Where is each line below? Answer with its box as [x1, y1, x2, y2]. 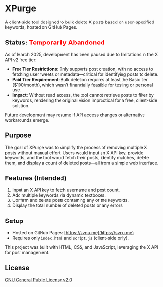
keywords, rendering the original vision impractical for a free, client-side [12, 97, 158, 103]
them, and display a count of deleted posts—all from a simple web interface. [5, 160, 159, 166]
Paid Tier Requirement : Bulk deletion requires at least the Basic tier [12, 76, 148, 82]
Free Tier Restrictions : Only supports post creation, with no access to [12, 66, 153, 72]
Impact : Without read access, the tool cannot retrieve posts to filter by [12, 92, 154, 98]
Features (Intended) [5, 174, 67, 182]
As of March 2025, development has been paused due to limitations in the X [5, 51, 158, 57]
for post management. [5, 250, 50, 256]
